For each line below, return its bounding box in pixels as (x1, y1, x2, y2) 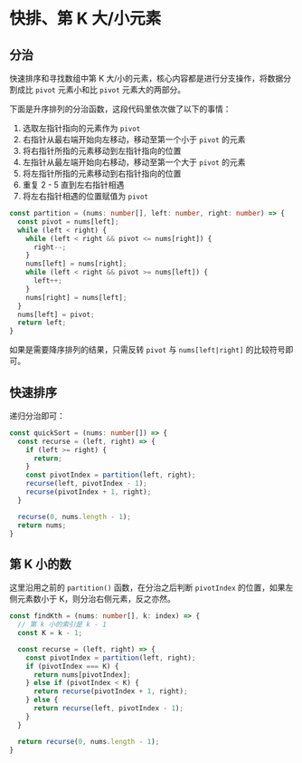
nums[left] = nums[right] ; (25, 259, 127, 268)
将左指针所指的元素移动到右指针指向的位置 (22, 169, 182, 179)
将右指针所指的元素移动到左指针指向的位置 (22, 146, 182, 156)
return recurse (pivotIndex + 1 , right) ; (33, 687, 188, 696)
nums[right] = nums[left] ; (25, 293, 127, 302)
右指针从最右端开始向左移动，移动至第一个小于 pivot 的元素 (22, 134, 246, 145)
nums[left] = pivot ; (17, 310, 95, 319)
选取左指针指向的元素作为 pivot (22, 123, 141, 133)
